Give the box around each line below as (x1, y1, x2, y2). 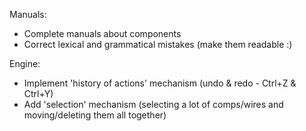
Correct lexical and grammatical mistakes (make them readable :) (23, 39, 293, 50)
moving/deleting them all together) (23, 109, 167, 121)
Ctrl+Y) (23, 88, 54, 99)
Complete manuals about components (23, 28, 182, 39)
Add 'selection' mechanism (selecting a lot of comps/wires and (23, 99, 284, 110)
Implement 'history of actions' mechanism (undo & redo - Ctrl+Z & (23, 77, 297, 89)
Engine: (9, 58, 41, 69)
